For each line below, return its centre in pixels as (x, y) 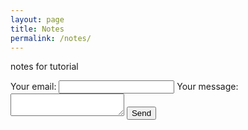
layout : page (37, 19)
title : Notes (37, 29)
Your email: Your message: (124, 87)
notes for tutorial (44, 67)
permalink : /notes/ (51, 38)
